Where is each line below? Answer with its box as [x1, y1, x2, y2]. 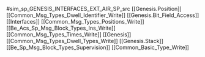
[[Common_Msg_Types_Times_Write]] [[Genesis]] [6, 31, 132, 38]
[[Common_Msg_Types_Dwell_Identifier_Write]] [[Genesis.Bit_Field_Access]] [6, 12, 199, 19]
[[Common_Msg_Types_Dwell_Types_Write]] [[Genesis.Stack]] [6, 38, 164, 44]
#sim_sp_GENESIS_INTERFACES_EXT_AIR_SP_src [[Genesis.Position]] [6, 5, 182, 12]
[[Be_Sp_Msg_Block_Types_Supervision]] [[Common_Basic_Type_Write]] [6, 44, 190, 51]
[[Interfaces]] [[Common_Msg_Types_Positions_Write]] [6, 18, 145, 25]
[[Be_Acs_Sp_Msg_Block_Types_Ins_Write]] [6, 24, 116, 32]
